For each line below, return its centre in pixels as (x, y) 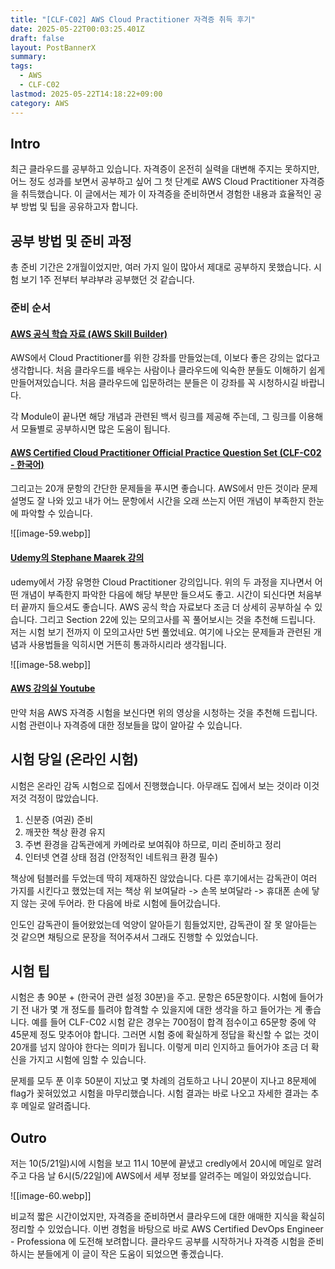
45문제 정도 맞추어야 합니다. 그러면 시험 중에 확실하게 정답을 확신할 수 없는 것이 (165, 1035)
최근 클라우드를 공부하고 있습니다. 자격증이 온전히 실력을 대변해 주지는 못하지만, (165, 169)
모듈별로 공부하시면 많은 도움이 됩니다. (95, 429)
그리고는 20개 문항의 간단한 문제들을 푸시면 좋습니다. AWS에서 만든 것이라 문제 (164, 488)
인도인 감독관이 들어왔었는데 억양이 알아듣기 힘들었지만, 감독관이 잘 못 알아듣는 (164, 924)
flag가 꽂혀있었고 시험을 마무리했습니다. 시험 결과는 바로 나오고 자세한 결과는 (159, 1093)
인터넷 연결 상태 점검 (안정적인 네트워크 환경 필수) (121, 857)
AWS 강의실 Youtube (53, 688)
